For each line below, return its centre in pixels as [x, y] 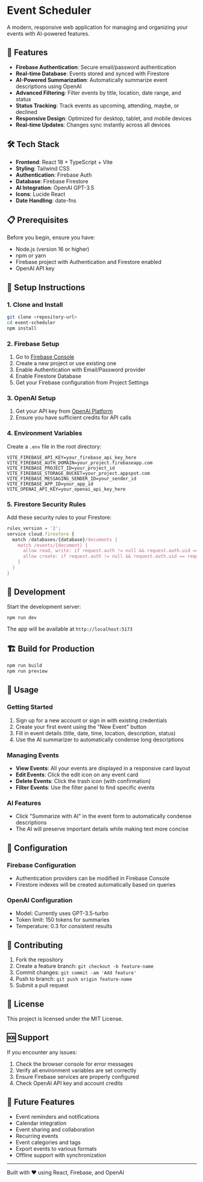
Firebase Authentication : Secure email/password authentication [96, 67]
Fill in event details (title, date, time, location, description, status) [95, 733]
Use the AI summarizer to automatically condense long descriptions [100, 740]
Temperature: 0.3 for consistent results [64, 926]
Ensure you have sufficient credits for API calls [73, 418]
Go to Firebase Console [45, 357]
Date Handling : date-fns [46, 200]
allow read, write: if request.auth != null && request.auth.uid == [111, 551]
